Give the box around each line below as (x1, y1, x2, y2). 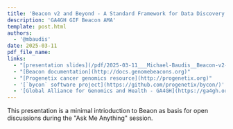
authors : (7, 29, 33, 37)
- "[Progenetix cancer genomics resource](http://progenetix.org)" (13, 74, 213, 82)
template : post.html (7, 23, 67, 30)
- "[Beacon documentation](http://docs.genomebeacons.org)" (13, 68, 191, 75)
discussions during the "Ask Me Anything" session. (7, 114, 153, 122)
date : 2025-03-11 (7, 42, 58, 49)
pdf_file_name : (7, 49, 51, 56)
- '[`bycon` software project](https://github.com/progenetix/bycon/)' (13, 81, 225, 88)
